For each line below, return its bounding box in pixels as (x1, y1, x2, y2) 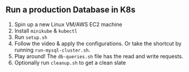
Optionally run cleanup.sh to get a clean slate (14, 59, 127, 66)
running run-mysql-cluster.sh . (14, 46, 91, 53)
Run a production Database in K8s (5, 5, 136, 15)
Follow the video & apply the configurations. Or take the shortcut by (14, 40, 182, 47)
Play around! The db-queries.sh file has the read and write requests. (14, 52, 184, 59)
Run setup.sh (14, 33, 47, 41)
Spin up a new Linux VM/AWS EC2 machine (14, 20, 122, 28)
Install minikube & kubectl (14, 27, 77, 34)
